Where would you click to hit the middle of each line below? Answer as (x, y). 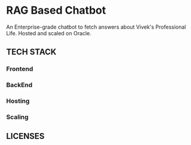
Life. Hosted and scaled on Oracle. (49, 33)
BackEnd (19, 85)
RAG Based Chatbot (56, 10)
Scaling (17, 117)
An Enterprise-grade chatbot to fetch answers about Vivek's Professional (96, 27)
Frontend (20, 69)
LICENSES (25, 136)
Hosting (18, 101)
